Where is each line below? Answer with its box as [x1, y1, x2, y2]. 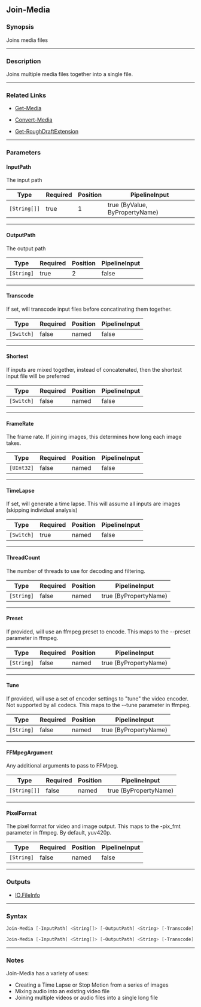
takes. [6, 439, 22, 447]
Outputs [6, 878, 31, 886]
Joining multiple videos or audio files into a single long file [14, 994, 159, 1002]
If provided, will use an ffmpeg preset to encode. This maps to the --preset [6, 628, 191, 635]
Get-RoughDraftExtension [14, 128, 79, 135]
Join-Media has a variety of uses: [6, 970, 89, 977]
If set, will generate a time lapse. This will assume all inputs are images [6, 500, 181, 508]
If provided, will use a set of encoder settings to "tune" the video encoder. [6, 695, 189, 702]
